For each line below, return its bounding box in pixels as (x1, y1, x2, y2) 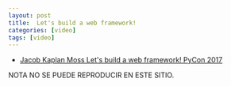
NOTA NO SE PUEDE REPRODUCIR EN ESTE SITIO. (8, 70, 175, 80)
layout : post (8, 11, 52, 20)
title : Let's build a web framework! (8, 19, 137, 27)
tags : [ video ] (8, 33, 56, 42)
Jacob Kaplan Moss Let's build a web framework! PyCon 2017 (19, 55, 223, 65)
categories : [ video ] (8, 26, 77, 34)
